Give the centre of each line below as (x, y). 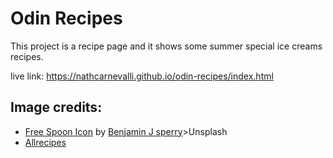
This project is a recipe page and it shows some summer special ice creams (166, 46)
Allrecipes (45, 142)
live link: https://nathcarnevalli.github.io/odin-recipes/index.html (142, 76)
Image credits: (56, 107)
